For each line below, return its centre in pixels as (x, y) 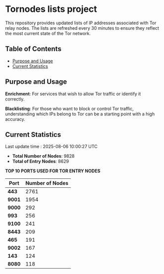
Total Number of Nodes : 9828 (43, 156)
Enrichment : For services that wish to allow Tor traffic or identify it (73, 94)
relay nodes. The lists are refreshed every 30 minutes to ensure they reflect (82, 28)
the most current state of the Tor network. (48, 33)
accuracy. (15, 119)
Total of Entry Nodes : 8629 (41, 162)
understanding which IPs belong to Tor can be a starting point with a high (80, 114)
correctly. (15, 99)
